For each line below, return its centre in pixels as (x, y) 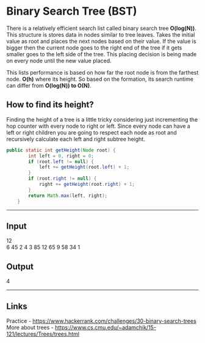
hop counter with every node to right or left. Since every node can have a (98, 126)
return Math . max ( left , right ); (68, 196)
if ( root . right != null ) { (63, 179)
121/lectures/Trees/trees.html (43, 334)
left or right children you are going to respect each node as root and (92, 132)
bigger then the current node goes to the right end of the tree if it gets (94, 48)
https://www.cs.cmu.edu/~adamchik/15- (106, 327)
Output (20, 266)
